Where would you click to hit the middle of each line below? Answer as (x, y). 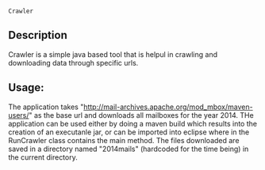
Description (38, 35)
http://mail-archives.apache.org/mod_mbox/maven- (168, 107)
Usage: (27, 88)
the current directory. (43, 157)
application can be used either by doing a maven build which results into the (133, 123)
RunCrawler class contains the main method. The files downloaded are (124, 140)
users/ (19, 115)
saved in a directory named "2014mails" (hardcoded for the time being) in (129, 149)
